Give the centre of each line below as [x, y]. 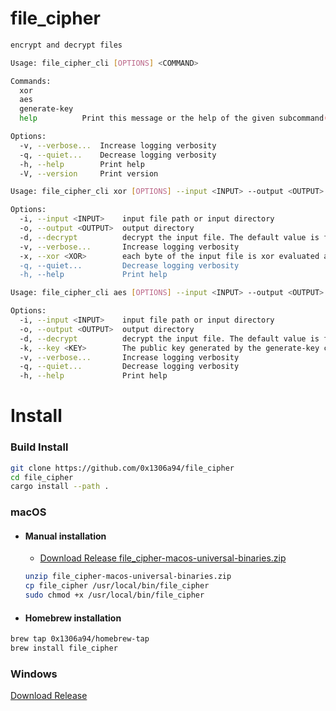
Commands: [31, 81]
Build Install [39, 447]
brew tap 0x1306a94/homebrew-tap [80, 639]
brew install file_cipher [64, 648]
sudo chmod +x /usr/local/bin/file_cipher [114, 595]
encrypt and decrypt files [66, 45]
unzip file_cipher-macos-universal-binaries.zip [128, 577]
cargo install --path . [60, 487]
